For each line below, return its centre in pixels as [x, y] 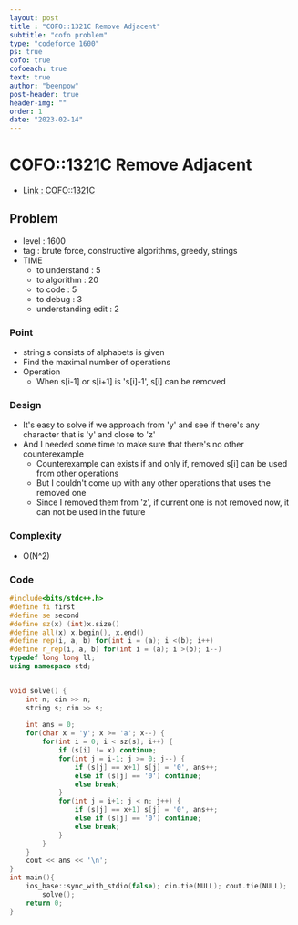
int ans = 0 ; [51, 725]
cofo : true [30, 60]
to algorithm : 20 [67, 279]
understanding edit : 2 [78, 309]
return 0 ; [45, 903]
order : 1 [26, 111]
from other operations [77, 473]
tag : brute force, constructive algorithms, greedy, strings [130, 250]
